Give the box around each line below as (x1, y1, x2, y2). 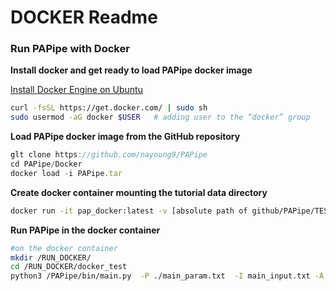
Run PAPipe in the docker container (10, 224, 161, 236)
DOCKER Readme (10, 6, 158, 29)
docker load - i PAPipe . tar (10, 168, 123, 178)
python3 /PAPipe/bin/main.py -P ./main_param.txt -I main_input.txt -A (10, 271, 325, 281)
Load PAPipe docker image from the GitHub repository (10, 131, 241, 143)
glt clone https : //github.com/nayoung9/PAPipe (10, 150, 208, 160)
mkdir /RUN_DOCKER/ (10, 252, 92, 263)
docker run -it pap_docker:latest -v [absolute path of (10, 206, 248, 216)
